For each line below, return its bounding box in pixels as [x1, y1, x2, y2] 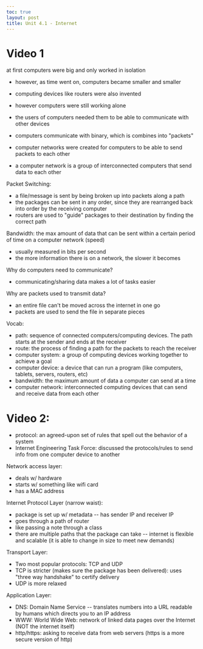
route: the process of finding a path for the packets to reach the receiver [15, 345, 197, 352]
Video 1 [6, 46, 44, 60]
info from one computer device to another [15, 451, 120, 458]
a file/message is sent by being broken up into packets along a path [15, 192, 185, 200]
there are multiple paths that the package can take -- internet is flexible [15, 530, 194, 538]
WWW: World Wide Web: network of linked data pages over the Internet [15, 616, 196, 624]
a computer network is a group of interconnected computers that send [15, 162, 192, 169]
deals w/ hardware [15, 474, 62, 482]
